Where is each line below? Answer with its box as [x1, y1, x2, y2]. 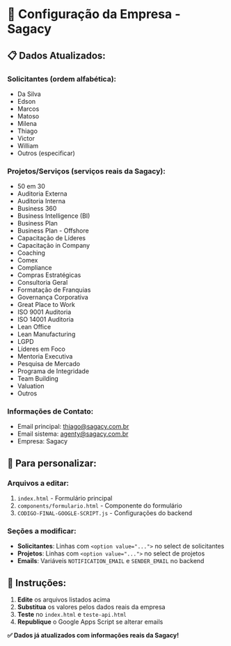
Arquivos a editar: [7, 478, 70, 488]
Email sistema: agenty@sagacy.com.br [17, 430, 129, 438]
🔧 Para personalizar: [7, 457, 97, 469]
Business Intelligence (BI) [17, 212, 90, 220]
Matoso [17, 111, 40, 120]
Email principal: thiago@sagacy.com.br [17, 423, 129, 431]
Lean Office [17, 323, 51, 331]
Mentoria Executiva [17, 352, 73, 361]
